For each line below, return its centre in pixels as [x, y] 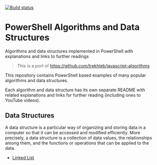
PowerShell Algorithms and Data [72, 27]
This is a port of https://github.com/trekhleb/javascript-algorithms [83, 65]
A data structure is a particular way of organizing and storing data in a [75, 127]
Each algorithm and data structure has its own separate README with [75, 90]
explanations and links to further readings [47, 56]
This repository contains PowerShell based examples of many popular [76, 75]
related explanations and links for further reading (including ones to [73, 95]
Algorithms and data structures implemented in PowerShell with [69, 51]
